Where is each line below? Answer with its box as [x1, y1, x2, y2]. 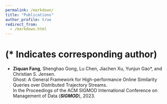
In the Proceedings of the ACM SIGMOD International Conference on [12, 88, 158, 94]
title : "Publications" [5, 12, 54, 17]
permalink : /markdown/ [5, 7, 54, 13]
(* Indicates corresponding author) [5, 49, 157, 60]
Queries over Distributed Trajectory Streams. [12, 82, 108, 88]
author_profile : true [5, 17, 52, 22]
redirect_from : [5, 22, 38, 27]
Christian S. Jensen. [12, 71, 55, 77]
